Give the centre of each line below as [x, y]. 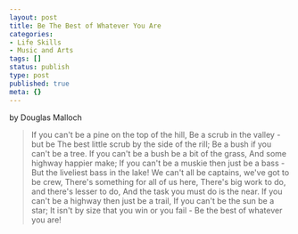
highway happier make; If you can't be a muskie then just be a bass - [158, 163]
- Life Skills [36, 42]
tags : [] [25, 59]
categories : [31, 34]
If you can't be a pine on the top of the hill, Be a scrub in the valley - [156, 134]
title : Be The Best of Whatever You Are [86, 26]
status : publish [39, 68]
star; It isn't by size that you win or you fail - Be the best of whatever [157, 210]
